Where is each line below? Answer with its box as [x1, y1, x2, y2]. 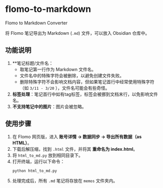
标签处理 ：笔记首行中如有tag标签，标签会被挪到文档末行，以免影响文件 [12, 91, 158, 97]
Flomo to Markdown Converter [5, 20, 68, 26]
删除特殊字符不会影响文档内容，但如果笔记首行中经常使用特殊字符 [19, 78, 155, 85]
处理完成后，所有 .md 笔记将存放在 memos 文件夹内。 [12, 178, 118, 184]
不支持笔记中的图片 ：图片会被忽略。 [12, 103, 87, 110]
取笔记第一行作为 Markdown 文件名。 [19, 66, 97, 72]
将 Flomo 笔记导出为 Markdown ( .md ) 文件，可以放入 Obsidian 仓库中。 [5, 30, 150, 36]
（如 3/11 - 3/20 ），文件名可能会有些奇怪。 [19, 85, 110, 91]
